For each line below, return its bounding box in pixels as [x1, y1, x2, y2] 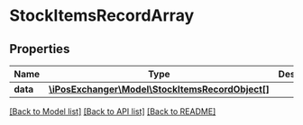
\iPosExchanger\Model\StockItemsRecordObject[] [48, 83, 271, 95]
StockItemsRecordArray [9, 5, 195, 26]
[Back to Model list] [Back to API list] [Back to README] [9, 106, 216, 117]
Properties [9, 41, 70, 57]
